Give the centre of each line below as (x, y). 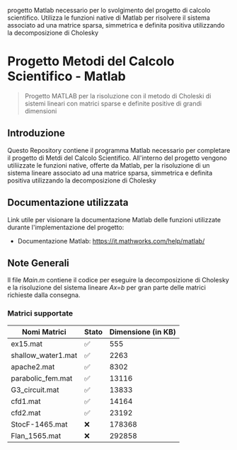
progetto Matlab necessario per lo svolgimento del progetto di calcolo (109, 10)
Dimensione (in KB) (143, 332)
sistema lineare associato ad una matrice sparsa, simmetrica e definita (110, 173)
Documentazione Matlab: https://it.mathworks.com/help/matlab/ (111, 241)
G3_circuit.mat (35, 390)
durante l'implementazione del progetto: (66, 227)
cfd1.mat (26, 401)
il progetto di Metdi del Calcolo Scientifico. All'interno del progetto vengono (117, 158)
